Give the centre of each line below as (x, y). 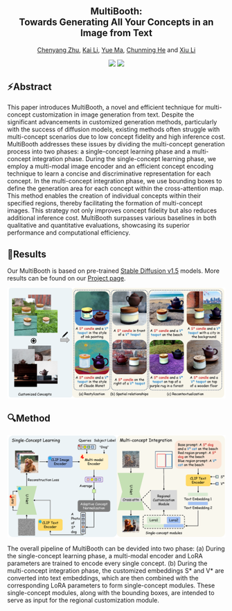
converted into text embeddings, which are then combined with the (103, 578)
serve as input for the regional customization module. (83, 600)
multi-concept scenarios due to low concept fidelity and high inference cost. (116, 136)
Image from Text (116, 33)
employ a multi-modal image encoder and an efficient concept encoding (110, 166)
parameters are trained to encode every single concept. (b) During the (107, 563)
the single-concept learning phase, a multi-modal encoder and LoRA (105, 555)
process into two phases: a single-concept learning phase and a (99, 151)
